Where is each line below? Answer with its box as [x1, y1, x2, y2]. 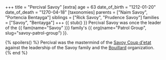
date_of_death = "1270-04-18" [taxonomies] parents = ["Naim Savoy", [5, 9, 148, 15]
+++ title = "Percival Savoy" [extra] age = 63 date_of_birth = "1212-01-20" [5, 4, 156, 10]
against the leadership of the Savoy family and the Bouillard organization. [5, 45, 155, 50]
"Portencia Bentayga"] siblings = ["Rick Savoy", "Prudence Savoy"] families [5, 15, 160, 20]
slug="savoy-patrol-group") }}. [5, 30, 68, 36]
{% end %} [5, 50, 28, 56]
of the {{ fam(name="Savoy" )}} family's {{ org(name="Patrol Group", [5, 25, 147, 31]
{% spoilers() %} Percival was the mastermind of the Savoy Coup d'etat [5, 40, 152, 45]
